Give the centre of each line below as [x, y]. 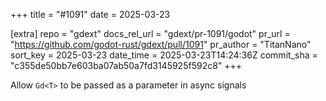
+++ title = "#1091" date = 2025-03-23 [90, 14]
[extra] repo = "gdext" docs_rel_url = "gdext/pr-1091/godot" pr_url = [150, 33]
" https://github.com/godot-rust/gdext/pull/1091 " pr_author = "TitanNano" [161, 44]
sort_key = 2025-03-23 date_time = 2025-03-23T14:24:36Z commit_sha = [164, 55]
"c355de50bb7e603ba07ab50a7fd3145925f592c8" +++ [126, 65]
